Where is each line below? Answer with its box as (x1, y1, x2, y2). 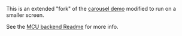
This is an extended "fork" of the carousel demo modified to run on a (6, 5, 177, 12)
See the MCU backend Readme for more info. (6, 23, 119, 30)
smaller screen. (6, 11, 44, 19)
